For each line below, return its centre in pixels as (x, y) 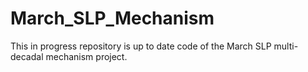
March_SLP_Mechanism (112, 18)
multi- (286, 46)
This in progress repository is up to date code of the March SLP (141, 46)
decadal (27, 56)
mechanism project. (86, 56)
